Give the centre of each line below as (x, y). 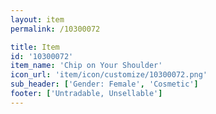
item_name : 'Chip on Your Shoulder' (86, 66)
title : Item (35, 47)
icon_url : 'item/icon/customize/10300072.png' (109, 75)
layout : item (37, 19)
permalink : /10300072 (55, 29)
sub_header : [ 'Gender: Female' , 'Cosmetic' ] (104, 84)
